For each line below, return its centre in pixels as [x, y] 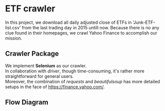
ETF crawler [30, 9]
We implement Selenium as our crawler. [46, 65]
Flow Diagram [27, 102]
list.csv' [13, 27]
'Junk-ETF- [144, 22]
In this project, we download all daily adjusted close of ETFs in [68, 22]
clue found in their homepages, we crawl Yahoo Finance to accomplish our [81, 33]
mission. [14, 38]
